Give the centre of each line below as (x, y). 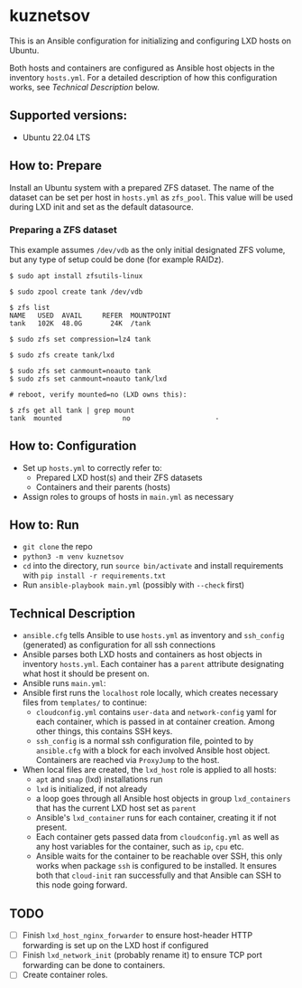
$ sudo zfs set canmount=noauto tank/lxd (88, 379)
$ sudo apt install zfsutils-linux (76, 276)
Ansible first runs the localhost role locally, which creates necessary (150, 693)
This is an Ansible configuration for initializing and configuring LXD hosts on (150, 41)
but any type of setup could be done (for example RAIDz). (117, 259)
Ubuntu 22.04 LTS (56, 137)
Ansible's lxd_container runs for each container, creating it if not (156, 818)
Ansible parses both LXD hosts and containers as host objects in (142, 654)
